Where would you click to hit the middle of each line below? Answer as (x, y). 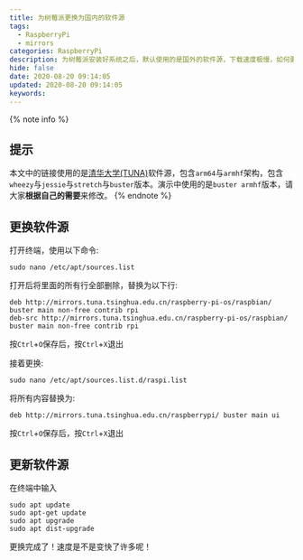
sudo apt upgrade (42, 520)
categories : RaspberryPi (56, 51)
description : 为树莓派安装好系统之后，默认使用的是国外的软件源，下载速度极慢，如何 (150, 60)
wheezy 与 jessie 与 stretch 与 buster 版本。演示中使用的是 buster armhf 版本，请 (151, 184)
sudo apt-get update (48, 513)
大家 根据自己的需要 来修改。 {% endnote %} (91, 196)
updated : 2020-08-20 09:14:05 (66, 85)
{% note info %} (39, 119)
